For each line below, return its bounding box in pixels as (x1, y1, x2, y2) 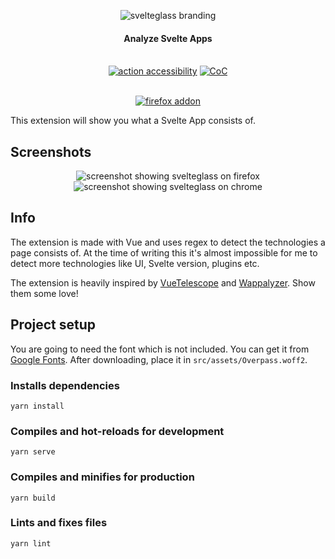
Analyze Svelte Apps (123, 32, 213, 44)
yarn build (10, 493, 56, 503)
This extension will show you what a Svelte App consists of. (10, 115, 256, 127)
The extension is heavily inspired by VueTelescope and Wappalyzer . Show (10, 276, 316, 289)
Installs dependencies (10, 378, 120, 392)
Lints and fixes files (10, 516, 108, 530)
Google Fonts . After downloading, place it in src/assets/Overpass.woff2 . (10, 353, 308, 365)
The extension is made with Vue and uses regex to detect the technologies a (10, 236, 326, 248)
